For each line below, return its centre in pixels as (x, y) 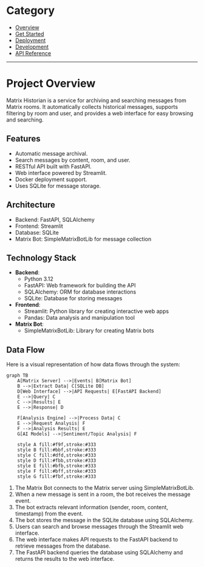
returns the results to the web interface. (65, 559)
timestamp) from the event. (49, 514)
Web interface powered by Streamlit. (61, 173)
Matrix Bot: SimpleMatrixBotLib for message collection (83, 239)
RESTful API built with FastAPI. (53, 166)
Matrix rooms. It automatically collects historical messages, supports (92, 106)
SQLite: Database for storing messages (73, 298)
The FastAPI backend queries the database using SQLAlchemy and (99, 552)
